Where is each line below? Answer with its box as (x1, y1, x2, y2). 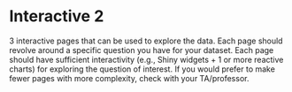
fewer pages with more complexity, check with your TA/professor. (9, 73, 250, 83)
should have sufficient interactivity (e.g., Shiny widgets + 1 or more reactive (9, 54, 284, 65)
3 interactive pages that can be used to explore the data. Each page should (9, 35, 283, 46)
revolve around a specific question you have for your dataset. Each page (9, 44, 274, 55)
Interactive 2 (9, 6, 104, 27)
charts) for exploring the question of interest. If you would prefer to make (9, 64, 276, 74)
